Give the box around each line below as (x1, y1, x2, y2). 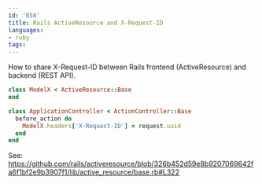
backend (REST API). (8, 71, 76, 80)
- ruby (8, 33, 30, 42)
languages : (8, 26, 44, 34)
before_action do (15, 115, 72, 123)
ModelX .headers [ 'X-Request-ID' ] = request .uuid (22, 122, 181, 130)
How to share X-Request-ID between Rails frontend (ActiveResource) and (8, 62, 246, 72)
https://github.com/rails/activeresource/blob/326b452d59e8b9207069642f (8, 159, 254, 169)
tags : (8, 41, 26, 49)
